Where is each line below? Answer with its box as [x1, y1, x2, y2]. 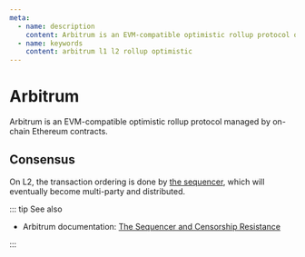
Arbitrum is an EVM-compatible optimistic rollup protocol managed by [9, 116, 271, 127]
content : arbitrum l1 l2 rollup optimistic [25, 47, 193, 56]
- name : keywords [17, 38, 84, 48]
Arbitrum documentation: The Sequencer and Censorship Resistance [22, 221, 281, 232]
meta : [9, 13, 30, 23]
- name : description [17, 22, 95, 31]
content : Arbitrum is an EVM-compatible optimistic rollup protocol [25, 30, 290, 39]
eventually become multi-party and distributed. [9, 185, 186, 196]
